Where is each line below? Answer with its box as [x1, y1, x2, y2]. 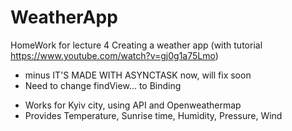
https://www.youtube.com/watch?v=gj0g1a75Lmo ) [10, 49, 219, 61]
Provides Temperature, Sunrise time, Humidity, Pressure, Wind [24, 109, 283, 121]
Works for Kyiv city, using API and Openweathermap [24, 99, 242, 111]
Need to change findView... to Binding [24, 79, 182, 91]
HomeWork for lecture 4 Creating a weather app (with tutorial [10, 39, 263, 51]
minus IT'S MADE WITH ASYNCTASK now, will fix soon [24, 69, 252, 81]
